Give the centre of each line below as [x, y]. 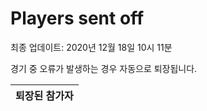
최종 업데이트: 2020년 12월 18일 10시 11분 [91, 47]
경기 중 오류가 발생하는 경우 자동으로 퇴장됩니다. [104, 68]
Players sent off [77, 18]
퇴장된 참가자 [44, 95]
